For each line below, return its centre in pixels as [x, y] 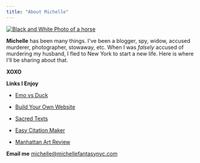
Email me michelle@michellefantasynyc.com [62, 153]
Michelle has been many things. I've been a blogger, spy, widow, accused [98, 40]
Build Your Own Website [45, 107]
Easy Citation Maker [40, 130]
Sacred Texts [31, 118]
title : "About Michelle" [37, 12]
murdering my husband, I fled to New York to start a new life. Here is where [100, 53]
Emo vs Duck [31, 95]
